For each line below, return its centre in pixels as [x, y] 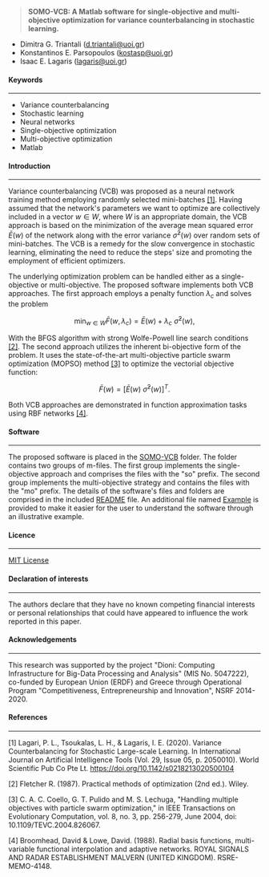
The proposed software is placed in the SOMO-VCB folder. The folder [123, 457]
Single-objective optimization [68, 131]
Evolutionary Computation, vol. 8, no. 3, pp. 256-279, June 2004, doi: [123, 816]
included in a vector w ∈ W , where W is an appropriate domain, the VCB [128, 217]
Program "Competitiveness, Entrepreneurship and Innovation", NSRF [121, 690]
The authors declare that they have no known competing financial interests [132, 604]
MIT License [29, 560]
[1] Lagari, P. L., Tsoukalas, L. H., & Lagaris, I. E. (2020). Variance [115, 742]
